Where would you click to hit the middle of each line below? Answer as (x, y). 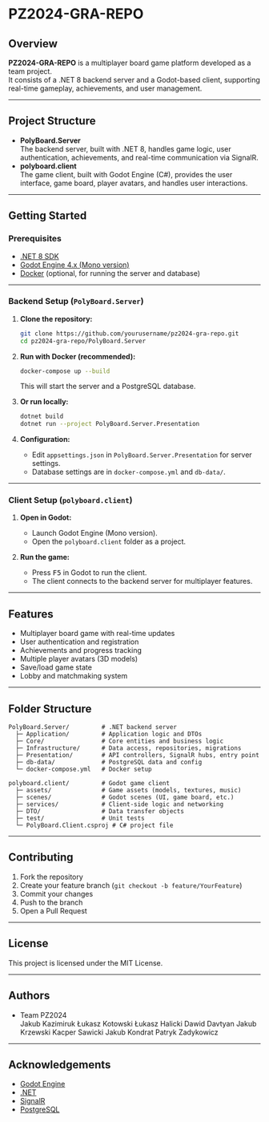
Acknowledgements (60, 1065)
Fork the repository (52, 877)
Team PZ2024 (43, 1015)
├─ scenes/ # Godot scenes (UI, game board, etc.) (125, 798)
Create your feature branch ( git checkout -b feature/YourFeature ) (131, 885)
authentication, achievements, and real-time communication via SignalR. (139, 157)
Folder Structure (50, 709)
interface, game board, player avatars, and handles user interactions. (134, 183)
